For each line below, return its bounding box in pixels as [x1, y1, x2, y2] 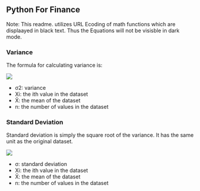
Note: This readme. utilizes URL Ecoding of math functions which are [6, 20, 176, 27]
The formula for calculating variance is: [6, 62, 103, 69]
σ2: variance [14, 84, 46, 92]
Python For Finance [6, 5, 81, 15]
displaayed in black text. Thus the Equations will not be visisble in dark [6, 27, 180, 34]
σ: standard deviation [14, 161, 67, 168]
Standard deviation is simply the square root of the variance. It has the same [6, 131, 194, 139]
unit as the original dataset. [6, 138, 73, 145]
